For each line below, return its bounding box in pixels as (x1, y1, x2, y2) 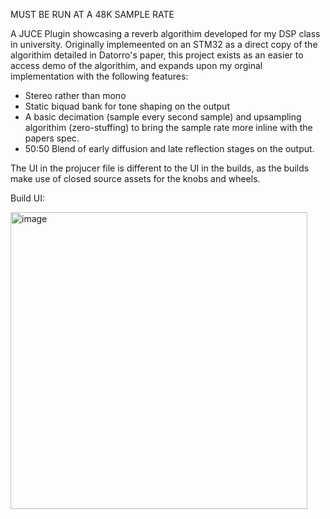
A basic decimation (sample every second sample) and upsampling (24, 111, 302, 123)
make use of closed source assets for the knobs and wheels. (10, 173, 261, 184)
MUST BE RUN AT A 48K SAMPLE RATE (10, 9, 175, 20)
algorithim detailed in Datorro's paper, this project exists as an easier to (10, 49, 304, 61)
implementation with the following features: (10, 70, 189, 82)
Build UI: (10, 192, 45, 204)
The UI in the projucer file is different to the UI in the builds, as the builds (10, 162, 310, 174)
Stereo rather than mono (24, 90, 127, 101)
